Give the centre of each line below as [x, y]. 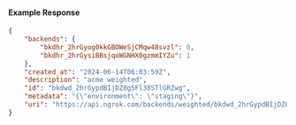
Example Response [44, 12]
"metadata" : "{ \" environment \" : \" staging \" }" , [113, 97]
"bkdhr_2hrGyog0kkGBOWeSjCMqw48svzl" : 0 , [118, 47]
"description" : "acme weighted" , [86, 80]
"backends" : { [50, 40]
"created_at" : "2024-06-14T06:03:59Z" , [98, 72]
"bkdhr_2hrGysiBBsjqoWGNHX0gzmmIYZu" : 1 [115, 55]
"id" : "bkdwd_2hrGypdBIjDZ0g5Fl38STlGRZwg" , [107, 88]
